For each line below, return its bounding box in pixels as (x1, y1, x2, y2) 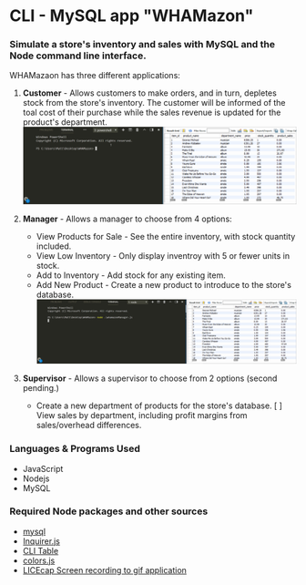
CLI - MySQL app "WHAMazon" (9, 5, 254, 26)
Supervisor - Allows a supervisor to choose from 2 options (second (22, 373, 278, 384)
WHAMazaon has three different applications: (9, 70, 180, 81)
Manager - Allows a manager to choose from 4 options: (22, 213, 232, 224)
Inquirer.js (22, 535, 61, 547)
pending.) (22, 383, 59, 394)
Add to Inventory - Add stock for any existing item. (36, 270, 226, 281)
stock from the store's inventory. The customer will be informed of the (22, 97, 286, 108)
